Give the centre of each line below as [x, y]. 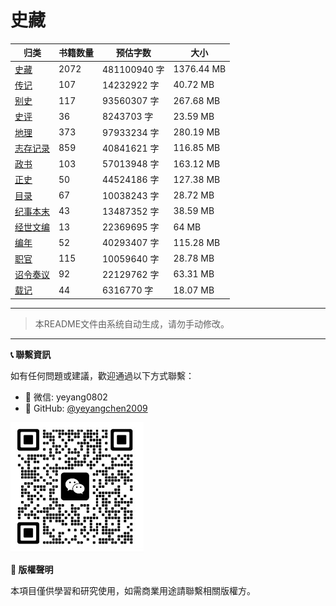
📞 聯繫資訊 [31, 354]
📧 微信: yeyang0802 [66, 397]
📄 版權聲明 [32, 569]
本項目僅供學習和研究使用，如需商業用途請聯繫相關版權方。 [133, 590]
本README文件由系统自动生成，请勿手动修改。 [132, 323]
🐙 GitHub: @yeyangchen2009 [86, 408]
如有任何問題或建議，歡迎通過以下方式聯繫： [102, 375]
